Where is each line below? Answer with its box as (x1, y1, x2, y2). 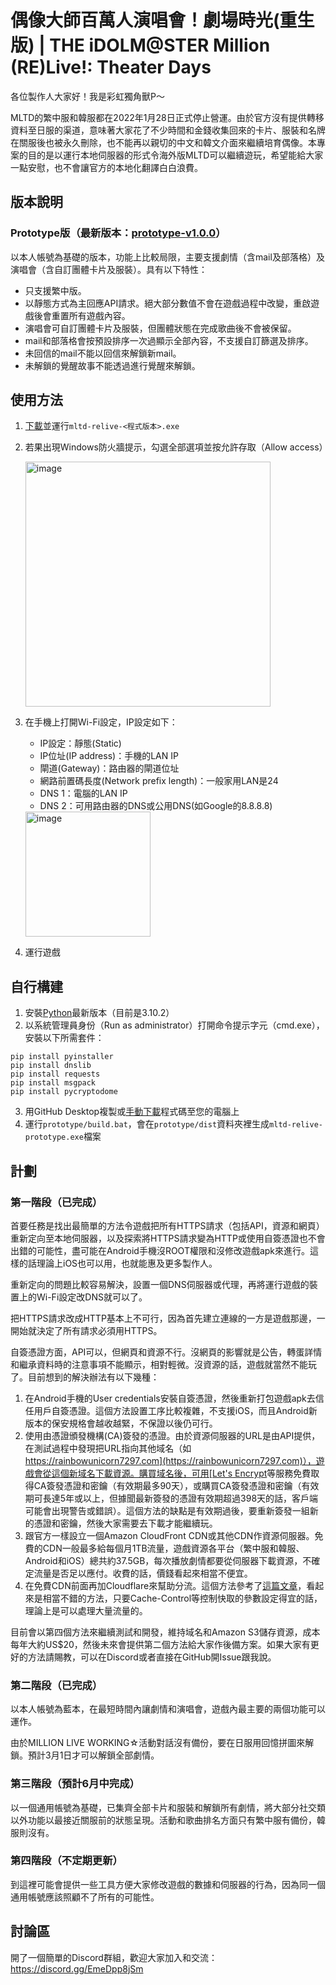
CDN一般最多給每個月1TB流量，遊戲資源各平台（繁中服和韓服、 (42, 1542, 305, 1554)
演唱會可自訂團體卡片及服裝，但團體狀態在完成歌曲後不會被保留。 (24, 322, 297, 334)
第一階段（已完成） (10, 1195, 103, 1209)
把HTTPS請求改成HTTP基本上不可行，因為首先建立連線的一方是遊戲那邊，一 (10, 1312, 326, 1324)
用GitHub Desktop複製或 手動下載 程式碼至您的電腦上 (24, 1106, 240, 1118)
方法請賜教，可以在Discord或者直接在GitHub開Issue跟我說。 (27, 1651, 277, 1663)
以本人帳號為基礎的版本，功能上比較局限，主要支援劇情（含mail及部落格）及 (10, 251, 325, 263)
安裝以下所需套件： (24, 1032, 105, 1044)
